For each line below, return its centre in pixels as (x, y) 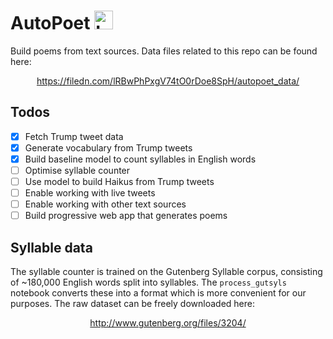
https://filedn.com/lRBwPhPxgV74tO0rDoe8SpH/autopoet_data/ (168, 81)
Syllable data (51, 247)
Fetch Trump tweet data (74, 136)
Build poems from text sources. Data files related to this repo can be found (164, 51)
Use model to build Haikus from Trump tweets (119, 181)
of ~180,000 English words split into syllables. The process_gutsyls (148, 282)
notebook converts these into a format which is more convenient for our (158, 293)
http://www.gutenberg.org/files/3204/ (168, 323)
